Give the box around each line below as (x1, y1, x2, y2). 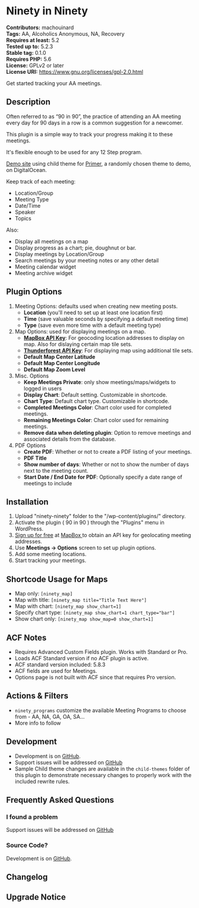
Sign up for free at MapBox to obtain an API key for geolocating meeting (14, 532, 191, 539)
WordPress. (14, 525, 43, 532)
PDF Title (23, 454, 47, 461)
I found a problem (6, 813, 58, 821)
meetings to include (23, 479, 72, 486)
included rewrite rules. (14, 778, 70, 785)
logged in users (23, 385, 62, 392)
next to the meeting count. (23, 467, 89, 474)
